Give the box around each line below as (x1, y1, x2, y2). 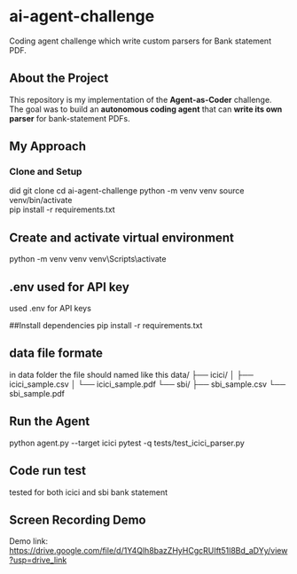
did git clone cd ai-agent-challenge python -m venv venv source (9, 185, 245, 196)
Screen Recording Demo (9, 512, 146, 527)
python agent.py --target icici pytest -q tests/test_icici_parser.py (9, 437, 246, 448)
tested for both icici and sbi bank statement (9, 486, 168, 498)
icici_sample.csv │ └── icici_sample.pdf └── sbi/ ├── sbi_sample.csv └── (9, 379, 286, 389)
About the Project (9, 71, 109, 86)
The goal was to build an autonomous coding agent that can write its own (9, 104, 283, 114)
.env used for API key (9, 279, 130, 295)
